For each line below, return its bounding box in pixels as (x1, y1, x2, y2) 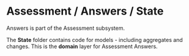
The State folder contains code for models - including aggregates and (6, 36, 183, 43)
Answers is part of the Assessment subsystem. (6, 24, 125, 32)
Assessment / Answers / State (6, 4, 164, 18)
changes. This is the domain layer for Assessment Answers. (6, 43, 158, 50)
